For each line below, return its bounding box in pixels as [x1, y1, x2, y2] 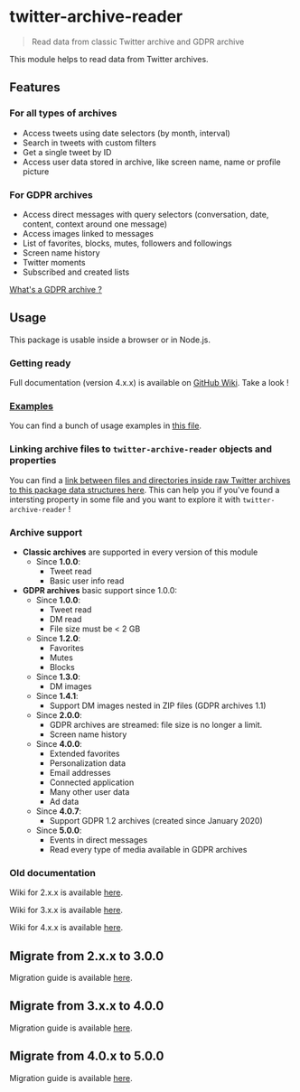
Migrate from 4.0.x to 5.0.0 [9, 1049, 164, 1064]
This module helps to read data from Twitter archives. [9, 53, 210, 64]
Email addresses [49, 767, 111, 778]
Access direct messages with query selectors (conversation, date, [22, 209, 269, 219]
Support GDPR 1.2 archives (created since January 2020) [49, 815, 264, 826]
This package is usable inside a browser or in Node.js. [9, 334, 211, 345]
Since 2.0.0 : [35, 709, 83, 720]
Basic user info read [49, 575, 125, 586]
